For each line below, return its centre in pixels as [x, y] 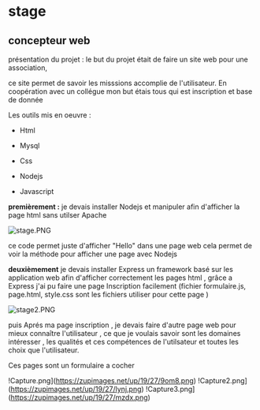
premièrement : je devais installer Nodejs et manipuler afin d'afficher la [124, 207]
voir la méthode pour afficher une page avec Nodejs [93, 254]
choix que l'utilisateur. [44, 350]
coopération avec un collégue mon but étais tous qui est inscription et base [130, 91]
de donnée [26, 100]
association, [28, 68]
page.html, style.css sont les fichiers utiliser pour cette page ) [108, 294]
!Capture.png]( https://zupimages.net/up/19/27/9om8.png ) [102, 380]
